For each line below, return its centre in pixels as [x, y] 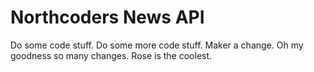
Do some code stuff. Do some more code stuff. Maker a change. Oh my [157, 45]
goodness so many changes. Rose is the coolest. [111, 55]
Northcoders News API [107, 17]
